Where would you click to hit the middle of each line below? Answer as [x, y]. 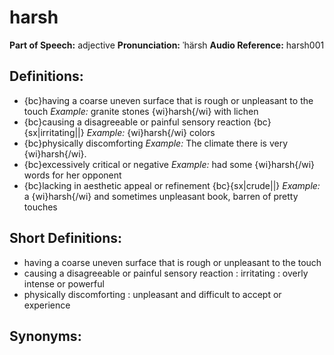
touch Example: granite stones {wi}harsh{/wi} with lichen [141, 111]
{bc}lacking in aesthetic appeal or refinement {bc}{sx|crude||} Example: [172, 185]
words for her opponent [72, 175]
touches [40, 207]
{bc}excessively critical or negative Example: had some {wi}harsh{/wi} [169, 164]
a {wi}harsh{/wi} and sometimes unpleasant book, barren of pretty [161, 196]
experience [47, 305]
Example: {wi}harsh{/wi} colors [151, 132]
